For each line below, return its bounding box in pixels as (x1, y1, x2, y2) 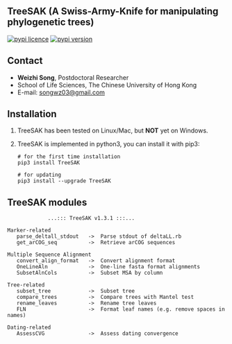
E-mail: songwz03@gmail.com (17, 88, 106, 96)
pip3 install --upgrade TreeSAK (17, 178, 111, 184)
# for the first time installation (17, 153, 121, 160)
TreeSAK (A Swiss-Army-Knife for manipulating (7, 6, 219, 17)
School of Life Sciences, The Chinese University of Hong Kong (17, 80, 197, 89)
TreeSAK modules (7, 196, 88, 208)
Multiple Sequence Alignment (7, 251, 92, 259)
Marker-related (7, 227, 51, 234)
